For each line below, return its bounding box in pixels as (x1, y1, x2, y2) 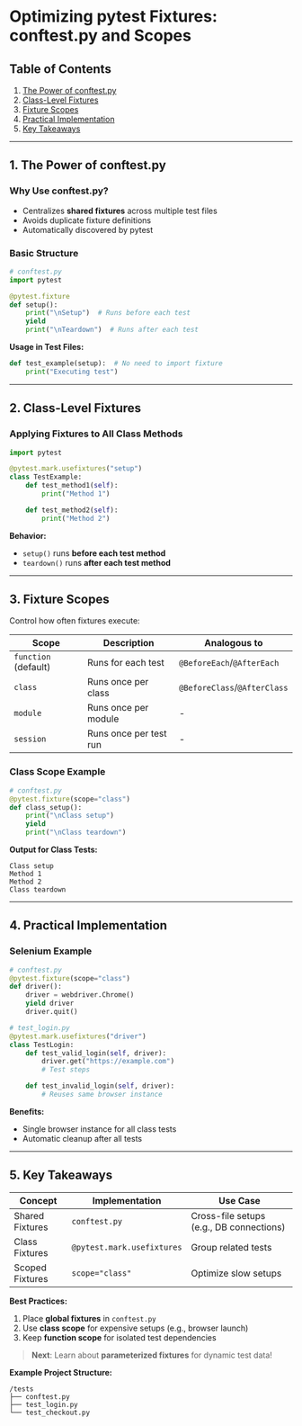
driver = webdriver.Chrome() (25, 991, 135, 1000)
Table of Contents (9, 61, 112, 76)
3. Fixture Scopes (9, 592, 110, 607)
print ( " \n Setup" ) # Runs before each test (25, 309, 191, 318)
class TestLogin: (9, 1040, 75, 1049)
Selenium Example (9, 945, 93, 957)
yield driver (25, 999, 75, 1009)
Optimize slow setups (191, 1267, 282, 1279)
